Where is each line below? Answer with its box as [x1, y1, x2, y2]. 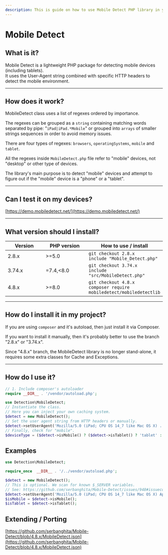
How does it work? [5, 97, 64, 106]
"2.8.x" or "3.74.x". [5, 339, 44, 345]
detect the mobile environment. [5, 78, 70, 84]
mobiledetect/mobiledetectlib [88, 290, 160, 295]
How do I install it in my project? [5, 311, 106, 319]
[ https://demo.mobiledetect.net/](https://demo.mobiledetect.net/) [5, 208, 140, 214]
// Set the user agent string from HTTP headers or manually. [5, 418, 137, 423]
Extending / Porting [5, 515, 67, 523]
